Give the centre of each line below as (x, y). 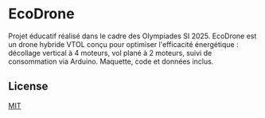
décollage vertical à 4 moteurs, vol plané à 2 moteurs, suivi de (110, 53)
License (28, 87)
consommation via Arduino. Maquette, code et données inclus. (111, 61)
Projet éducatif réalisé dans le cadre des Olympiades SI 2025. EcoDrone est (132, 36)
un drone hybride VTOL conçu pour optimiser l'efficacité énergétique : (123, 44)
